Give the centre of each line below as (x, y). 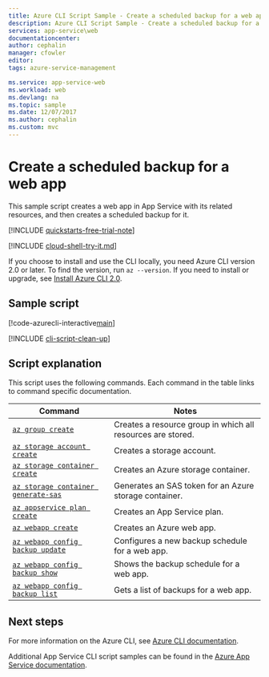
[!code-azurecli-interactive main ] (62, 322)
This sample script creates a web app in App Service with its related (120, 206)
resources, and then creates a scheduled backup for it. (99, 214)
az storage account (49, 447)
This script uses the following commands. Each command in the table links (131, 383)
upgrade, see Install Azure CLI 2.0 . (65, 278)
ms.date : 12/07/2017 (43, 112)
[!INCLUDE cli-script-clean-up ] (59, 338)
